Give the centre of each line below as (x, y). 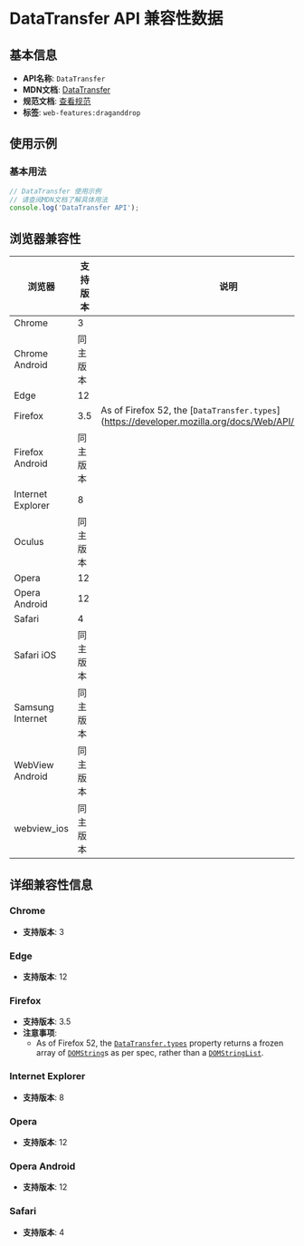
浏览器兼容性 (45, 238)
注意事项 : (39, 1033)
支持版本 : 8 (43, 1097)
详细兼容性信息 (51, 885)
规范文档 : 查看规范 (57, 101)
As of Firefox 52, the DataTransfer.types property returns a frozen (160, 1043)
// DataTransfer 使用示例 (56, 191)
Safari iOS (35, 656)
